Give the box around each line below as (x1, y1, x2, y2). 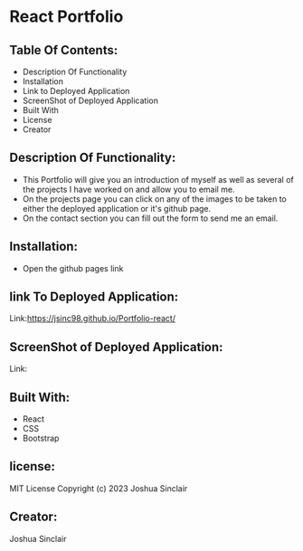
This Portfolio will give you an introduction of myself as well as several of (22, 174, 294, 185)
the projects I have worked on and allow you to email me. (22, 184, 235, 195)
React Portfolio (9, 6, 124, 27)
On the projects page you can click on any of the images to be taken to (22, 193, 287, 204)
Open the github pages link (22, 262, 124, 273)
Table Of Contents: (9, 43, 118, 58)
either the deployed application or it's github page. (22, 203, 212, 214)
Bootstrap (22, 432, 60, 444)
